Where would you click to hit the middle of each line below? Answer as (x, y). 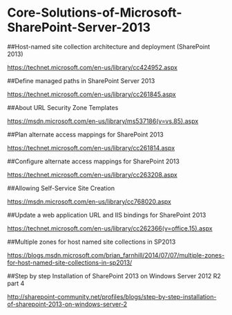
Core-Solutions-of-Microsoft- (95, 13)
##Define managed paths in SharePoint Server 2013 (81, 80)
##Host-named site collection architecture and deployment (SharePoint (109, 46)
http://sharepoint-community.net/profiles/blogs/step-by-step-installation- (112, 296)
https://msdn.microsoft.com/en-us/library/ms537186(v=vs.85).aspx (103, 121)
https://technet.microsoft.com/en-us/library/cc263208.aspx (92, 174)
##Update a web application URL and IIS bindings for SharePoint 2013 (107, 215)
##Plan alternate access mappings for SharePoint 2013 (85, 134)
